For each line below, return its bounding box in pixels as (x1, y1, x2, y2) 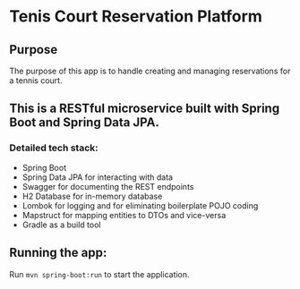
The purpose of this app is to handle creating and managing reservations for (9, 65, 291, 76)
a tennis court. (9, 75, 63, 86)
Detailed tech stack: (9, 141, 99, 154)
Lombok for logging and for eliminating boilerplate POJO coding (21, 200, 259, 211)
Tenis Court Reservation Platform (9, 6, 262, 27)
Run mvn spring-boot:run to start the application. (9, 268, 190, 279)
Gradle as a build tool (21, 219, 101, 230)
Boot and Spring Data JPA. (9, 115, 159, 131)
